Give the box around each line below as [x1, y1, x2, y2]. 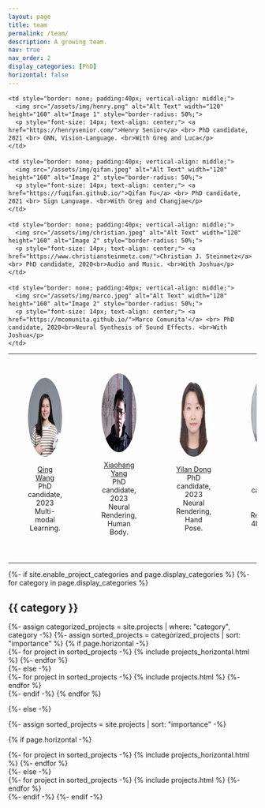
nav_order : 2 [8, 54, 51, 62]
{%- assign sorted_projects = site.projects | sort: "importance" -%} [8, 720, 226, 729]
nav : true [8, 46, 41, 54]
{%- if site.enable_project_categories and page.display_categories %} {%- [8, 570, 250, 579]
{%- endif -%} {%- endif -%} [8, 792, 103, 802]
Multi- [34, 506, 56, 516]
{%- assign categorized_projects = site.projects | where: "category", [8, 622, 231, 631]
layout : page [8, 13, 51, 21]
